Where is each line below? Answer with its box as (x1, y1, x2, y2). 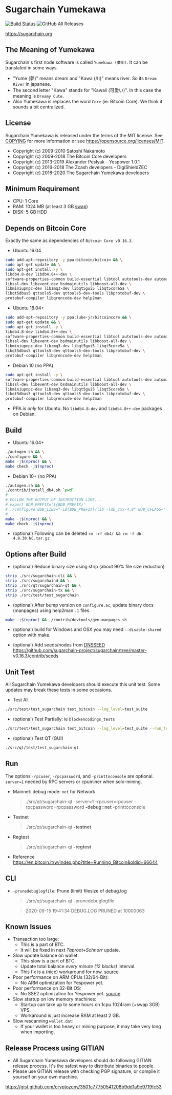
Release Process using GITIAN (5, 1044, 104, 1052)
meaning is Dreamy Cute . (12, 92, 64, 99)
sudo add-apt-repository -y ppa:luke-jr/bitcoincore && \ (5, 315, 132, 320)
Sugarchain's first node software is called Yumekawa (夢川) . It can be (5, 59, 148, 65)
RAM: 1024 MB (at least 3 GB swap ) (12, 203, 88, 210)
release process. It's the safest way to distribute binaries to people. (12, 1063, 155, 1069)
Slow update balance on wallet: (12, 952, 79, 959)
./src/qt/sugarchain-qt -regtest (25, 844, 92, 850)
